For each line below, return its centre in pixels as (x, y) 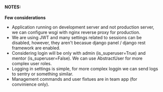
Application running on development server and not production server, (83, 27)
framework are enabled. (36, 48)
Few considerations (25, 18)
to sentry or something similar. (42, 74)
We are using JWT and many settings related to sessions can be (77, 38)
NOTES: (13, 7)
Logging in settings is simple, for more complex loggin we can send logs (85, 69)
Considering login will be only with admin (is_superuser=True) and (79, 53)
